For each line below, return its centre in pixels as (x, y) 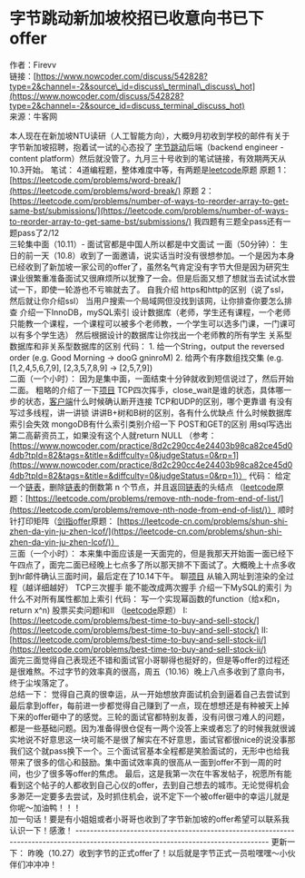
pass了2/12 (38, 232)
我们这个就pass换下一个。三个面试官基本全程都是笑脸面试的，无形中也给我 (150, 751)
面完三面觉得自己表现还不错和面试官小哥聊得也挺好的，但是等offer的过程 (146, 660)
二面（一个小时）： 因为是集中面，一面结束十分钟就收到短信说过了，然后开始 (152, 379)
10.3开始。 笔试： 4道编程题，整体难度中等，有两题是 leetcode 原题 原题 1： (149, 170)
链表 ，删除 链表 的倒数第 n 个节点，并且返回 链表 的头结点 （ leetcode (151, 487)
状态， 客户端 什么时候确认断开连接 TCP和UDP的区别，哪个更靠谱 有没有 (159, 401)
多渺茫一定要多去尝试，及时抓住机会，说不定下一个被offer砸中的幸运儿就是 (150, 796)
